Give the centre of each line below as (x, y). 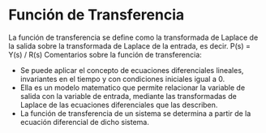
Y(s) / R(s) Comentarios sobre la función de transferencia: (105, 54)
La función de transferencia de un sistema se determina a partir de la (135, 113)
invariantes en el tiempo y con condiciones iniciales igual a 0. (122, 79)
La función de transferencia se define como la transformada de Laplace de (133, 37)
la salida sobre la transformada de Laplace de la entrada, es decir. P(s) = (130, 45)
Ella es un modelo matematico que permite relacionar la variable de (133, 88)
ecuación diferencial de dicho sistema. (85, 122)
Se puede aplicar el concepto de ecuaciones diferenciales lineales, (132, 70)
